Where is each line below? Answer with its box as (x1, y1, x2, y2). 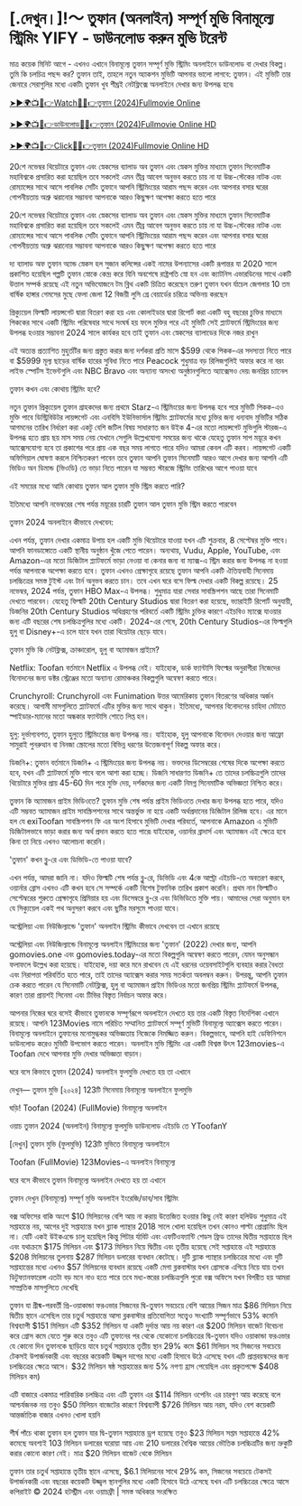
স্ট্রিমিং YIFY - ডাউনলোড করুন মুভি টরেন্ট (9, 28, 227, 49)
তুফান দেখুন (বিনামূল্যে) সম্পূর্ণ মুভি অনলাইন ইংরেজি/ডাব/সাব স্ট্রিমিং (9, 1193, 179, 1204)
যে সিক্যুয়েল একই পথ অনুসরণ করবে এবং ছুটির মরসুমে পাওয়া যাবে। (9, 902, 180, 913)
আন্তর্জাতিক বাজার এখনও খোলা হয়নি (9, 1409, 101, 1420)
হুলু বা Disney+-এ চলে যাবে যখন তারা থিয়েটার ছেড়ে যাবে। (9, 626, 169, 637)
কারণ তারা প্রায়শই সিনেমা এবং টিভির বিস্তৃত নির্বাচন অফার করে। (9, 990, 169, 1000)
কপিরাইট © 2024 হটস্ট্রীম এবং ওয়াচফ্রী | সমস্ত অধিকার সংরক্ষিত (9, 1486, 178, 1497)
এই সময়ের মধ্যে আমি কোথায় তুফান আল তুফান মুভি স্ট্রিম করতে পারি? (9, 480, 186, 491)
